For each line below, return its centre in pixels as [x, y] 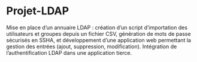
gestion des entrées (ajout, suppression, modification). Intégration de [92, 46]
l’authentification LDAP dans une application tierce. [69, 52]
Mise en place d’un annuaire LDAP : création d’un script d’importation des [97, 27]
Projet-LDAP [38, 11]
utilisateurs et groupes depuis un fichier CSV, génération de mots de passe [99, 33]
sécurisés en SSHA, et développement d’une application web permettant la [99, 40]
